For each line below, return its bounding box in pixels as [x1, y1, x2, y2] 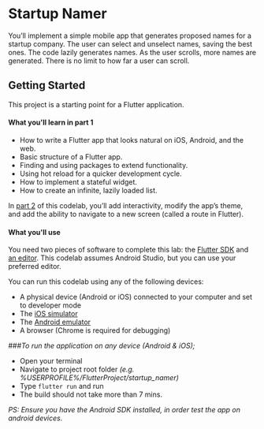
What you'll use [8, 227, 61, 237]
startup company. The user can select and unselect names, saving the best [8, 39, 253, 48]
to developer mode [19, 300, 81, 310]
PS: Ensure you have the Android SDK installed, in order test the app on [8, 405, 240, 415]
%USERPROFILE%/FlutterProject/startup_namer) [19, 373, 180, 382]
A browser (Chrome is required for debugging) [19, 326, 171, 335]
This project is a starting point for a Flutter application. [8, 99, 184, 109]
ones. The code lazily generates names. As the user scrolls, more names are [8, 47, 257, 57]
